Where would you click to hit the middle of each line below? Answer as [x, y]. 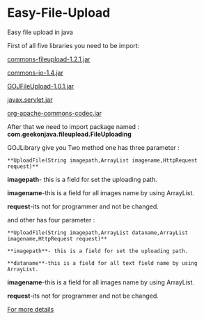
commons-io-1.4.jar [36, 73]
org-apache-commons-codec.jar [55, 113]
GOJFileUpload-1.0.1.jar [41, 86]
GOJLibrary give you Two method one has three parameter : [93, 147]
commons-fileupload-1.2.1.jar [49, 59]
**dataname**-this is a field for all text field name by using [102, 263]
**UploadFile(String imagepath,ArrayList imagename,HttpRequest [102, 160]
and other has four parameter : [51, 220]
